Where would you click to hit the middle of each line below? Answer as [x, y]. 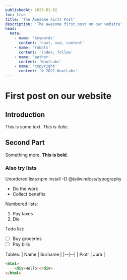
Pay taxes [23, 214]
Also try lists [21, 168]
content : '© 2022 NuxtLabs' [48, 71]
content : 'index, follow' [46, 52]
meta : [16, 33]
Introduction [25, 114]
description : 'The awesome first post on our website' [64, 24]
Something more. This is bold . [37, 155]
